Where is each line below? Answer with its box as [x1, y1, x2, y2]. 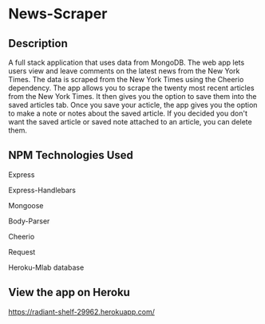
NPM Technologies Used [8, 148, 134, 162]
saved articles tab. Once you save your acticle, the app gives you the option [8, 101, 258, 109]
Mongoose [8, 200, 44, 210]
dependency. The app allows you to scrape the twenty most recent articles [8, 83, 255, 93]
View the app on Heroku [8, 286, 130, 299]
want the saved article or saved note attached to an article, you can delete [8, 117, 253, 126]
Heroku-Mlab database [8, 263, 85, 272]
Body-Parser [8, 216, 50, 226]
